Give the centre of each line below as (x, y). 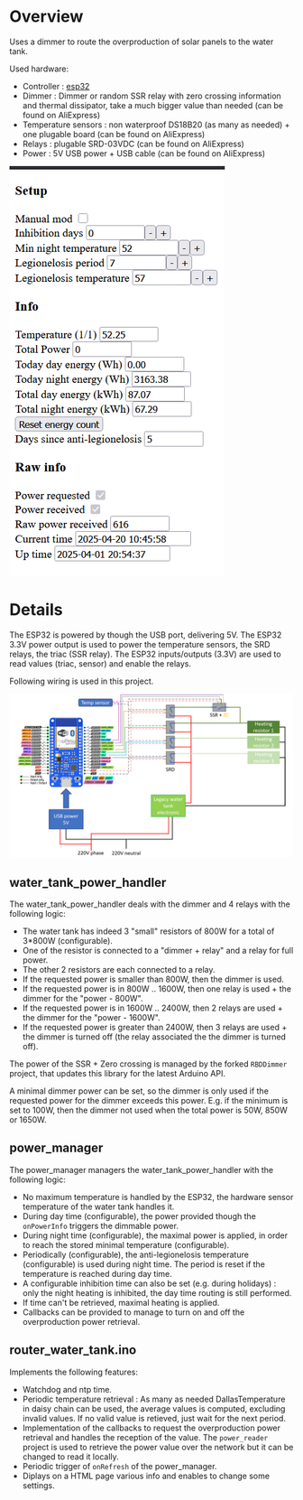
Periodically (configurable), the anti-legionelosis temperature (136, 1254)
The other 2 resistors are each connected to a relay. (119, 970)
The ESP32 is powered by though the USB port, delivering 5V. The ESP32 (146, 635)
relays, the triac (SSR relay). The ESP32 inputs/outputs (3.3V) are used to (145, 654)
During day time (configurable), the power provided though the (139, 1216)
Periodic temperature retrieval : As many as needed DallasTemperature (154, 1399)
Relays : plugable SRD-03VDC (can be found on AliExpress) (133, 144)
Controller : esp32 (56, 86)
